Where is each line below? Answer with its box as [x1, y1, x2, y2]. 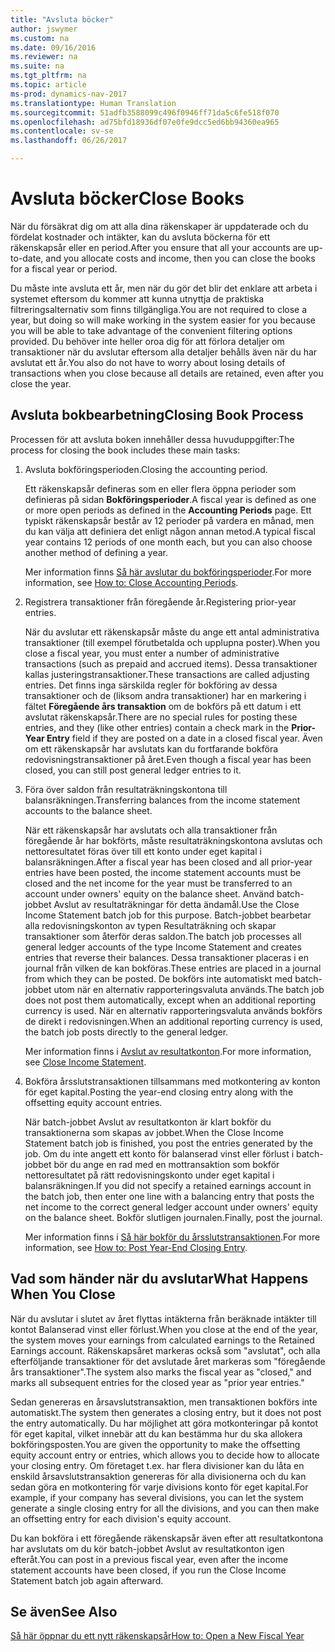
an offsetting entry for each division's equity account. [10, 1512, 232, 1525]
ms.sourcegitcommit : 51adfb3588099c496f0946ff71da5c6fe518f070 [10, 107, 280, 118]
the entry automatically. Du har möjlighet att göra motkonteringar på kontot [10, 1417, 319, 1429]
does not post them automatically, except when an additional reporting [24, 994, 316, 1006]
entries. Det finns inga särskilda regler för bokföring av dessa [24, 679, 278, 691]
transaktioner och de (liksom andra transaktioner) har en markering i [24, 689, 307, 701]
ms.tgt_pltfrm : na [10, 71, 87, 81]
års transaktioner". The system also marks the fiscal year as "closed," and [10, 1366, 312, 1378]
